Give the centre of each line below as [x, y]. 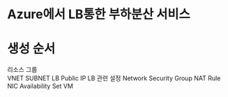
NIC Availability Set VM [40, 86]
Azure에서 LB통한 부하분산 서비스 [99, 14]
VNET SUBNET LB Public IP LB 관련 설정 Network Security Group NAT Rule [114, 78]
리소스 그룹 [22, 70]
